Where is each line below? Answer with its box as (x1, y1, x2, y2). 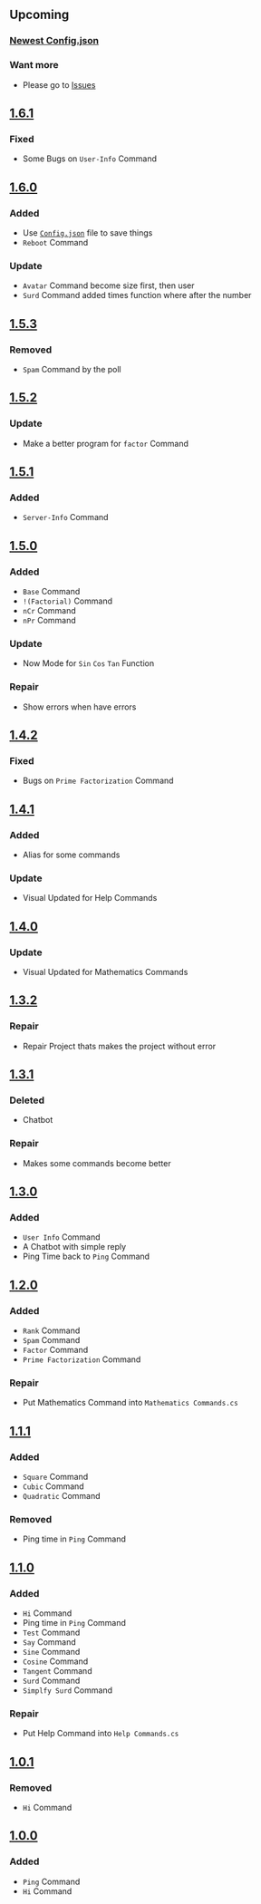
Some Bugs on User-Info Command (22, 153, 157, 164)
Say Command (22, 1637, 77, 1648)
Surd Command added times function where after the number (22, 290, 252, 301)
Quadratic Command (22, 1491, 101, 1502)
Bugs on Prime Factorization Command (22, 775, 174, 787)
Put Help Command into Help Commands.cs (22, 1728, 179, 1739)
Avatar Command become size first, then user (22, 280, 195, 291)
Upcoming (9, 7, 70, 23)
